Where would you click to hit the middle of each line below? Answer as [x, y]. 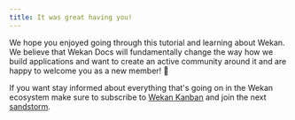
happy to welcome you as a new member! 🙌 [89, 71]
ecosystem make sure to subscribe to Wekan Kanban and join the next [138, 97]
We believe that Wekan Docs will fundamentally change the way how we [141, 52]
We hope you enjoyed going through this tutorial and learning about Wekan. [147, 42]
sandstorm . [30, 106]
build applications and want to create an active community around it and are [148, 61]
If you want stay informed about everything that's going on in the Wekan [141, 87]
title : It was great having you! [71, 17]
